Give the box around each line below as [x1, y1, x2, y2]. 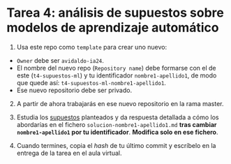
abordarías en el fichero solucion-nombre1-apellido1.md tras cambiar [16, 120, 217, 128]
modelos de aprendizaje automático [6, 20, 219, 36]
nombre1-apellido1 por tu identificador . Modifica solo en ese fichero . [16, 128, 218, 136]
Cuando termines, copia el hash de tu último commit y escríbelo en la [16, 141, 216, 149]
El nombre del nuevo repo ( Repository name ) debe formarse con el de [16, 64, 217, 72]
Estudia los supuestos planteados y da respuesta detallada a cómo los [16, 113, 219, 121]
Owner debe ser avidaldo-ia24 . [16, 56, 104, 64]
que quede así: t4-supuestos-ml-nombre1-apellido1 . [16, 78, 167, 87]
